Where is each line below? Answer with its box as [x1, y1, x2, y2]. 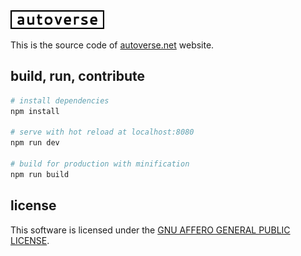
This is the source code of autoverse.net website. [10, 39, 215, 51]
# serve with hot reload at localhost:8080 [10, 127, 195, 138]
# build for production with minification [10, 159, 190, 169]
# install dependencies [10, 95, 110, 106]
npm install [10, 106, 60, 116]
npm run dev [10, 138, 60, 148]
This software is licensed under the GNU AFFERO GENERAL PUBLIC [10, 224, 291, 236]
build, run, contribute [10, 68, 145, 85]
